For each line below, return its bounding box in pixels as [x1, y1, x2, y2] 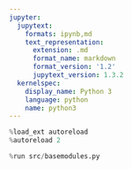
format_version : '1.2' [32, 63, 116, 72]
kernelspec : [17, 79, 62, 88]
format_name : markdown [32, 54, 116, 63]
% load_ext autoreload [9, 127, 89, 137]
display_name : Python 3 [25, 87, 113, 96]
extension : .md [32, 46, 89, 55]
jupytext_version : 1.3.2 [32, 71, 124, 80]
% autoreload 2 [9, 136, 62, 145]
